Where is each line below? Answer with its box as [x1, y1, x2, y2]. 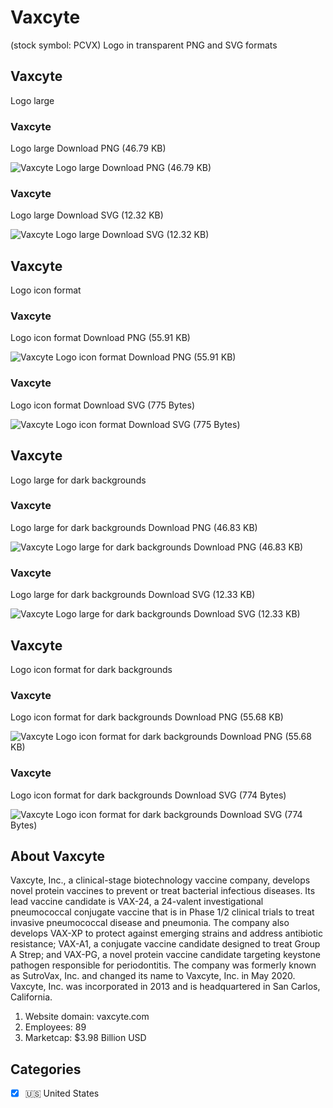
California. [10, 991, 53, 1003]
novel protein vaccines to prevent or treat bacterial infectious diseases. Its [10, 885, 316, 897]
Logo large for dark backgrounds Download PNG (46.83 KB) [10, 521, 258, 533]
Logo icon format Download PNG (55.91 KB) [10, 332, 191, 344]
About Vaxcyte [10, 847, 105, 865]
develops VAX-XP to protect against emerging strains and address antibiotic [10, 927, 323, 940]
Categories [10, 1061, 82, 1078]
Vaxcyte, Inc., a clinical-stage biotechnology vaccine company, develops [10, 874, 311, 886]
